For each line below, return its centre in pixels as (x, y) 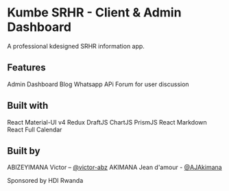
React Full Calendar (35, 129)
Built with (28, 106)
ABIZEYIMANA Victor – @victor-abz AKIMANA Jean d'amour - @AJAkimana (114, 167)
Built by (24, 151)
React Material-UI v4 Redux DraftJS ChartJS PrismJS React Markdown (107, 122)
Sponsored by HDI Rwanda (45, 181)
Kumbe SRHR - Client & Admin (94, 13)
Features (26, 67)
